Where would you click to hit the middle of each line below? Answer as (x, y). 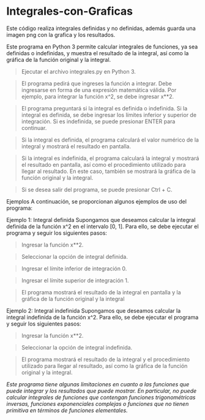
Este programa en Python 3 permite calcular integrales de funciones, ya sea (102, 47)
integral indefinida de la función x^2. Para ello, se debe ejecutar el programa (102, 317)
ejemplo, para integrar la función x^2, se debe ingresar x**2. (98, 96)
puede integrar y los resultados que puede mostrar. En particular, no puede (102, 391)
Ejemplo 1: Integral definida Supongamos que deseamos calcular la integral (101, 220)
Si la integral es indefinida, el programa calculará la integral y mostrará (110, 158)
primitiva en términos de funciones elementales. (67, 410)
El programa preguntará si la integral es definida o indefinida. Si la (104, 108)
